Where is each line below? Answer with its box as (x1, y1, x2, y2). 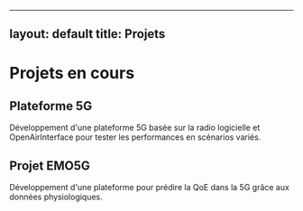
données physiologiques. (9, 191, 104, 203)
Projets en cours (9, 62, 135, 83)
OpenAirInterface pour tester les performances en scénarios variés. (9, 132, 262, 142)
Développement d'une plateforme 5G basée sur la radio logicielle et (9, 123, 261, 133)
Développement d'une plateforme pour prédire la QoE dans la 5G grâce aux (9, 182, 290, 193)
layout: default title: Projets (9, 26, 166, 41)
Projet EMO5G (9, 158, 90, 173)
